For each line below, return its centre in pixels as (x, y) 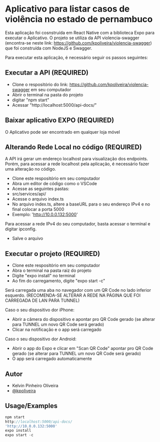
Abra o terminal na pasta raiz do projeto (52, 270)
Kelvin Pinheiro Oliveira (35, 386)
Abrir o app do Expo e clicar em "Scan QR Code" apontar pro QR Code (83, 348)
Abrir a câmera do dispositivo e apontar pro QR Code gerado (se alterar (83, 319)
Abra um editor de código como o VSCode (55, 184)
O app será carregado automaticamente (52, 359)
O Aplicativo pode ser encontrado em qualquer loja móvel (63, 132)
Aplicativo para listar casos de (67, 9)
